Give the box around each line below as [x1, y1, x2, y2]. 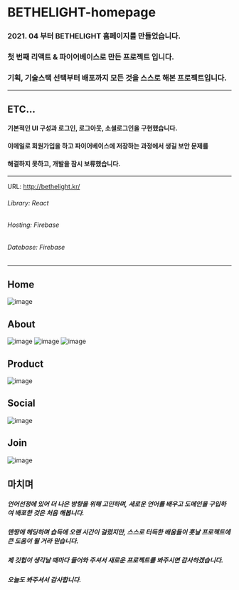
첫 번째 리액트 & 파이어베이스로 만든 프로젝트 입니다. [7, 52, 174, 62]
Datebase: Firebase [7, 243, 65, 251]
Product [7, 357, 44, 370]
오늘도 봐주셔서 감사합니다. [7, 575, 82, 584]
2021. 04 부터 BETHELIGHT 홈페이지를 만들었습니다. [7, 31, 181, 41]
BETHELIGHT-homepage [7, 4, 156, 21]
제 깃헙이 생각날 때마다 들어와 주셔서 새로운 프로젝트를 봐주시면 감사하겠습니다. [7, 556, 224, 564]
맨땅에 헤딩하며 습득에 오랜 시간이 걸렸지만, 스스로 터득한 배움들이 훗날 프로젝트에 [7, 527, 231, 536]
